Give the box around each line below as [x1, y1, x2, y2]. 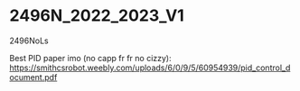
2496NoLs [9, 35, 49, 46]
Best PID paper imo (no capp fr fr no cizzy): [9, 52, 172, 63]
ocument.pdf [9, 71, 58, 82]
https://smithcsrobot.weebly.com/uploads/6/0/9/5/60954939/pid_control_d [9, 62, 291, 73]
